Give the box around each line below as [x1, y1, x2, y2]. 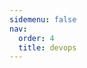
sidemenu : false [9, 14, 77, 25]
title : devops [18, 42, 77, 53]
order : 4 [18, 33, 55, 43]
